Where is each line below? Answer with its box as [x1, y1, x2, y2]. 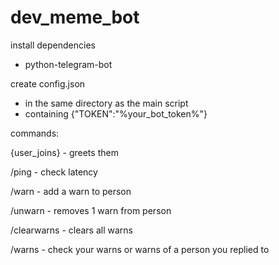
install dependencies [10, 39, 96, 51]
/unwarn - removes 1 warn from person [10, 204, 172, 216]
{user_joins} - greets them [10, 146, 119, 158]
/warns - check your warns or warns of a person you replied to [10, 243, 270, 255]
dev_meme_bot [10, 6, 140, 29]
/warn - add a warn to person [10, 185, 132, 197]
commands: [10, 127, 60, 139]
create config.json [10, 77, 86, 90]
